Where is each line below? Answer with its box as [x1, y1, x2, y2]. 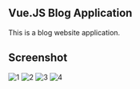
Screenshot [8, 51, 68, 65]
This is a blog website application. [8, 27, 121, 37]
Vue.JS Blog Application [8, 6, 133, 20]
